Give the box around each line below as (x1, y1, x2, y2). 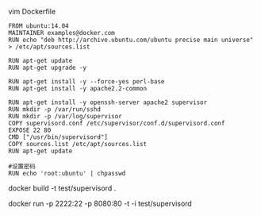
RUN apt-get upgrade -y (8, 64, 87, 71)
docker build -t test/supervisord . (8, 183, 117, 193)
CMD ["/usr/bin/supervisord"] (8, 133, 109, 141)
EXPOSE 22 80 (8, 126, 52, 134)
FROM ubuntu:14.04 (8, 22, 69, 30)
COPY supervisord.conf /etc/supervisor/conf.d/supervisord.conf (8, 119, 225, 127)
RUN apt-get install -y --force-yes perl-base (8, 78, 165, 86)
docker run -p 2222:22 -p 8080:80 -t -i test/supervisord (8, 199, 192, 208)
